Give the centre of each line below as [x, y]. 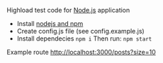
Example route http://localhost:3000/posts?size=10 [81, 52]
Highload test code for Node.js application [68, 10]
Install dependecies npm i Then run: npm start [84, 38]
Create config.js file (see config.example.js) [80, 31]
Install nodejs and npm [50, 23]
